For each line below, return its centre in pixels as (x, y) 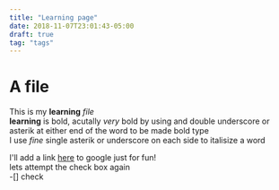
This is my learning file (52, 112)
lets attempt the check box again (70, 168)
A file (29, 87)
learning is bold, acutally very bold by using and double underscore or (140, 121)
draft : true (31, 34)
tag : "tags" (31, 43)
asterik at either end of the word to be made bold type (109, 131)
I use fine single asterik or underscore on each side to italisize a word (138, 141)
